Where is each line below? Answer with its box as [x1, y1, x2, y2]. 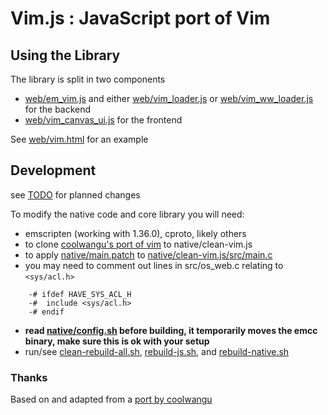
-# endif [28, 307, 65, 317]
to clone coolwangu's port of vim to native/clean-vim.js [24, 238, 253, 250]
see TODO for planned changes [10, 188, 141, 201]
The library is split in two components [10, 73, 166, 85]
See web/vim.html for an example [10, 133, 149, 145]
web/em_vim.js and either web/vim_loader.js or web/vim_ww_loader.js [24, 93, 314, 104]
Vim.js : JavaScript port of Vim [10, 7, 271, 30]
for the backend [24, 103, 92, 115]
